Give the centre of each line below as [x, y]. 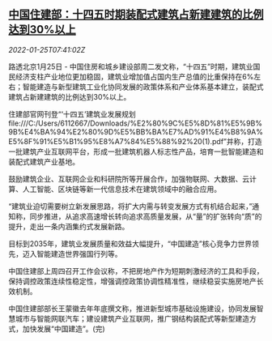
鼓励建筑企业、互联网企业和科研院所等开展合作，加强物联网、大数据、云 [129, 179]
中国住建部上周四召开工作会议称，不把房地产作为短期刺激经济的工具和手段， [136, 271]
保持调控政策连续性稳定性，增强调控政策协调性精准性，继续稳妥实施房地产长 [136, 281]
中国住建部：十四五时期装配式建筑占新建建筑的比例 [136, 15]
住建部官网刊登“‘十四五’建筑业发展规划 [72, 114]
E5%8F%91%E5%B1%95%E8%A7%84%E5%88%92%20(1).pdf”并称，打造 [135, 141]
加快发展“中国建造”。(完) [64, 328]
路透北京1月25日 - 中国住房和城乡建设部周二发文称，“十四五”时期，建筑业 [131, 66]
